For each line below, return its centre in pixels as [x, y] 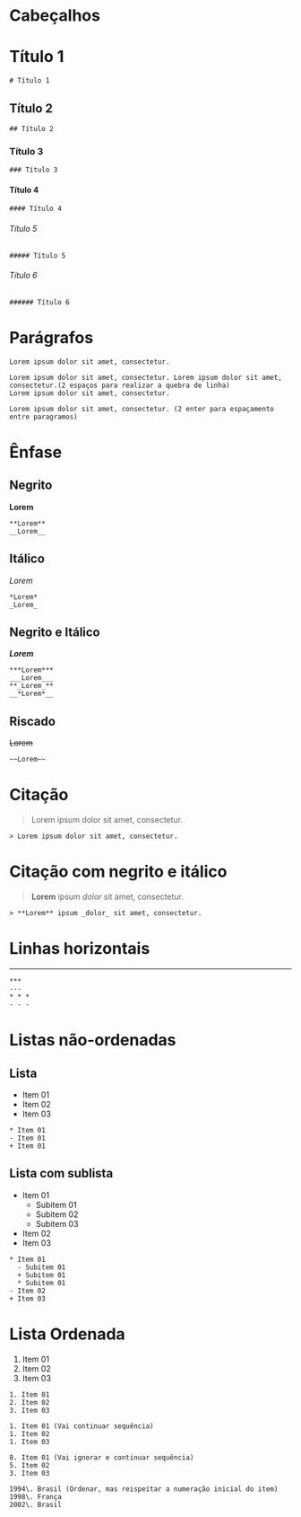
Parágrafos [52, 338]
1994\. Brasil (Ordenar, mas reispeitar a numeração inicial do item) [144, 1489]
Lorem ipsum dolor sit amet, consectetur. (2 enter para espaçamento [142, 409]
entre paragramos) [43, 417]
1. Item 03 [30, 1442]
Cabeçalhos [55, 16]
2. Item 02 [30, 1402]
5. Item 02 [30, 1465]
